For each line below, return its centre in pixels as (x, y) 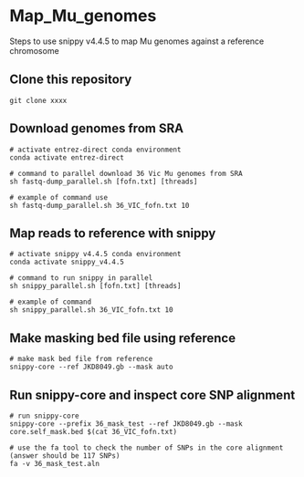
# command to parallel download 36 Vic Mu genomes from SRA (126, 173)
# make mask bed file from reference (81, 359)
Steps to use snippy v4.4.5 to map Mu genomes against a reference (137, 41)
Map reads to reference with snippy (113, 233)
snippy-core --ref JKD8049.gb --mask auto (91, 367)
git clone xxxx (38, 100)
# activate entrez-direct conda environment (95, 150)
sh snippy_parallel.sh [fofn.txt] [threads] (95, 286)
